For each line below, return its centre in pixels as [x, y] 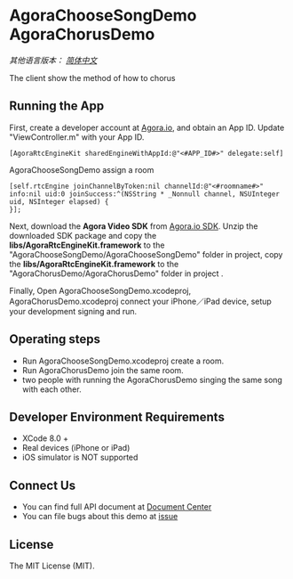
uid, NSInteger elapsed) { [59, 201]
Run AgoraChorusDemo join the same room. [103, 370]
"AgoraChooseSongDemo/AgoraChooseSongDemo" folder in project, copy [146, 254]
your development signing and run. [73, 311]
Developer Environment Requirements [117, 416]
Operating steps [55, 339]
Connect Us [43, 485]
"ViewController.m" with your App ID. [77, 137]
